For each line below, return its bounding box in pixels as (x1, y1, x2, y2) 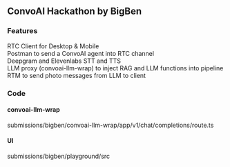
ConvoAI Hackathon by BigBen (7, 6, 142, 17)
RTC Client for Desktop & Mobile (7, 41, 99, 50)
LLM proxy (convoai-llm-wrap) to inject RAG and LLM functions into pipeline (7, 63, 224, 72)
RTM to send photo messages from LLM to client (7, 71, 146, 79)
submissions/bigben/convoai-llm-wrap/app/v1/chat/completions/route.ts (7, 121, 214, 129)
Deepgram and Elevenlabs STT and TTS (7, 57, 122, 65)
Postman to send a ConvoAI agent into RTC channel (7, 49, 154, 57)
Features (7, 26, 38, 36)
